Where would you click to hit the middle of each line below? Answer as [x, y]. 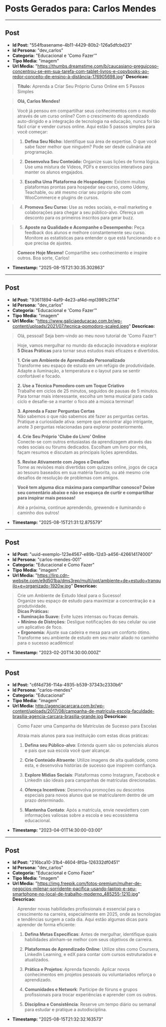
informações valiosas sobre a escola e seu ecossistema [81, 815]
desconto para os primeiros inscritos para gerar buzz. [79, 217]
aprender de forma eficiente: [46, 925]
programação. [39, 152]
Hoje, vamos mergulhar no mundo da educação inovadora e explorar [87, 345]
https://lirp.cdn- [54, 575]
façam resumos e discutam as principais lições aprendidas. [78, 452]
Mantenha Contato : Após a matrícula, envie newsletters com [87, 810]
